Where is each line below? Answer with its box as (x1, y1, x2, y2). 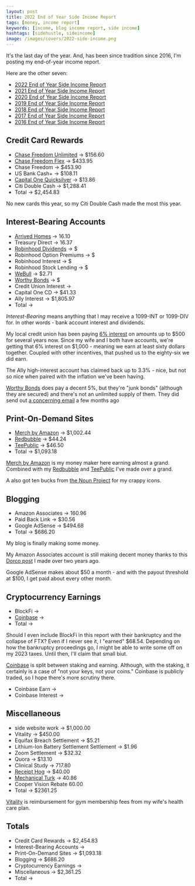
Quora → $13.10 (14, 756, 53, 763)
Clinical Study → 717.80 (14, 761, 71, 768)
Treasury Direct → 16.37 (14, 239, 73, 246)
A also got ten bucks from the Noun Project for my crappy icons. (6, 477, 162, 484)
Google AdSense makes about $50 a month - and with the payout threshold (6, 569, 189, 576)
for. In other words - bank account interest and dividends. (6, 318, 145, 326)
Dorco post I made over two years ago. (6, 558, 100, 565)
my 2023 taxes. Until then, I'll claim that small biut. (6, 650, 128, 657)
